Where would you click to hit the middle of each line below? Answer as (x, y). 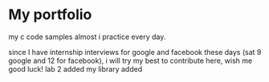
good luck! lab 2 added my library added (75, 68)
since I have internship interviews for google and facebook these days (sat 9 (135, 52)
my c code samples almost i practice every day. (87, 37)
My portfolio (50, 15)
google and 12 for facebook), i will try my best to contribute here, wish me (130, 61)
